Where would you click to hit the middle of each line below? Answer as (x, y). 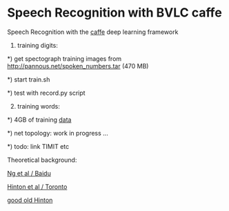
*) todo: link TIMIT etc (38, 146)
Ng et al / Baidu (29, 173)
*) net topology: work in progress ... (58, 133)
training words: (38, 106)
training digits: (38, 45)
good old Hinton (30, 200)
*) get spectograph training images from (64, 58)
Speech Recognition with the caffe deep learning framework (93, 32)
